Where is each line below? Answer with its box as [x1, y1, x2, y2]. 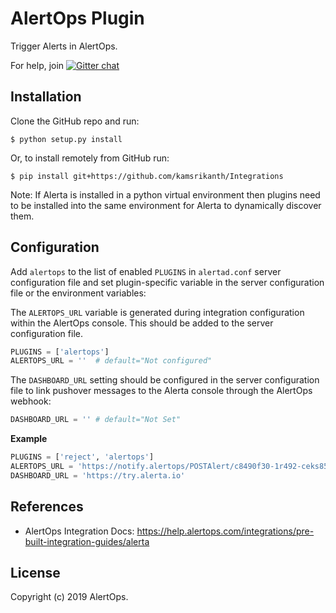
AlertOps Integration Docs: [24, 525, 135, 537]
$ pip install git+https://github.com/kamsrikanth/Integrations [10, 171, 284, 181]
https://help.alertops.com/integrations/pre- [136, 525, 315, 537]
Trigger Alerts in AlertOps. [10, 40, 118, 52]
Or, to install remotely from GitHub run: [10, 152, 170, 164]
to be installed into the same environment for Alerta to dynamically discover [10, 199, 322, 211]
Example [10, 433, 48, 445]
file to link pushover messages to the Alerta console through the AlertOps [10, 385, 313, 397]
